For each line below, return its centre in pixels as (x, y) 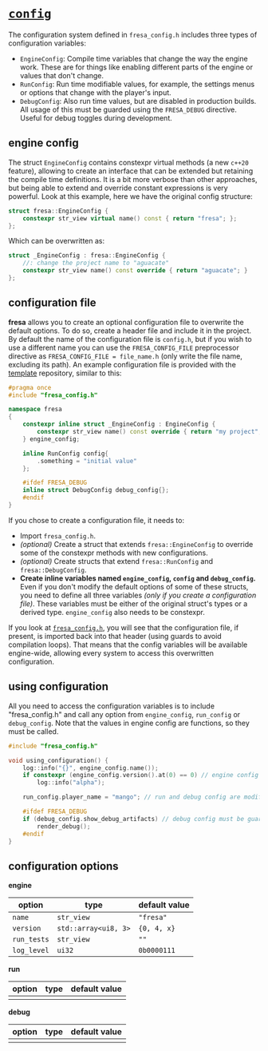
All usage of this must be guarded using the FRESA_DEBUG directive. (128, 109)
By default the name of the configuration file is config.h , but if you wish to (130, 339)
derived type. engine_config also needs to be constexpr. (112, 612)
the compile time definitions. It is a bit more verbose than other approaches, (133, 179)
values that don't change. (61, 75)
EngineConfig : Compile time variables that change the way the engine (134, 58)
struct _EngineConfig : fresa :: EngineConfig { (87, 256)
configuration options (63, 866)
